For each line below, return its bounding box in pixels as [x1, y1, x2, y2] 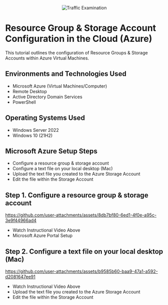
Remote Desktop [12, 88, 47, 94]
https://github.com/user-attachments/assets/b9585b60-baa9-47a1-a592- [5, 268, 158, 274]
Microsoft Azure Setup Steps [5, 146, 98, 156]
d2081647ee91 [5, 274, 36, 279]
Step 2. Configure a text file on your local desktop [5, 247, 163, 256]
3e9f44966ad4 [5, 217, 37, 223]
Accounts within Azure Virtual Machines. [5, 55, 89, 61]
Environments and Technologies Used [5, 69, 127, 78]
